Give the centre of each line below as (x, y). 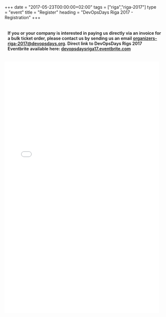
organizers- (145, 38)
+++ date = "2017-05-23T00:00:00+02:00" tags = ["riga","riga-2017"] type (81, 7)
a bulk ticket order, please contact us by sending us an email (70, 38)
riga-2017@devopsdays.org (36, 43)
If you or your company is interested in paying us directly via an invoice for (84, 33)
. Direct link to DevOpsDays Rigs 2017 (104, 43)
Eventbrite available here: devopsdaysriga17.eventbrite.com (69, 49)
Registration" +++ (23, 17)
